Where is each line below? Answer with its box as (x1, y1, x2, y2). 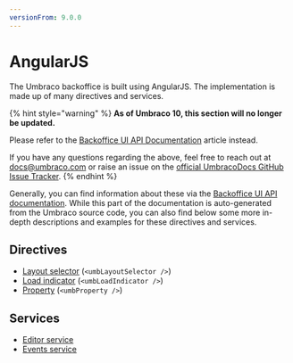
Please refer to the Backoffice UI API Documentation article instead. (9, 135, 259, 145)
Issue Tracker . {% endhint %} (9, 170, 118, 181)
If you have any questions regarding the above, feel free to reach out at (9, 152, 272, 162)
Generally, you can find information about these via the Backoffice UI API (9, 188, 278, 199)
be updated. (9, 117, 55, 128)
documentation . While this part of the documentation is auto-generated (9, 197, 272, 208)
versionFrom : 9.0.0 (9, 12, 82, 22)
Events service (21, 344, 78, 355)
